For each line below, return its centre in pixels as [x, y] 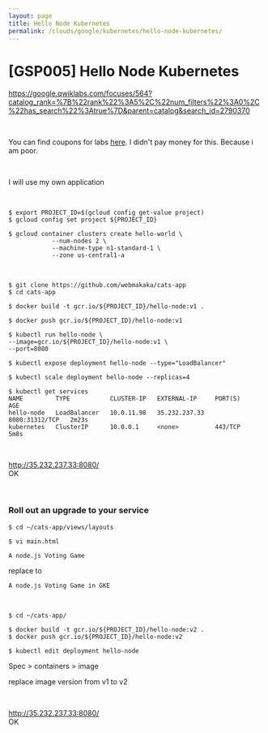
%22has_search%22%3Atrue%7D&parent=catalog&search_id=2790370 [130, 111]
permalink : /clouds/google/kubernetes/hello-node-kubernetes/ [115, 31]
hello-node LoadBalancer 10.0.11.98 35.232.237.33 [106, 413]
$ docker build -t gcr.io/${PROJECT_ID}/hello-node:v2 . [106, 629]
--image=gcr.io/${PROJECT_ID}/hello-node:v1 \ [88, 342]
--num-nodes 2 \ [79, 241]
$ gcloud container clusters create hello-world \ [96, 234]
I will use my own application [57, 182]
